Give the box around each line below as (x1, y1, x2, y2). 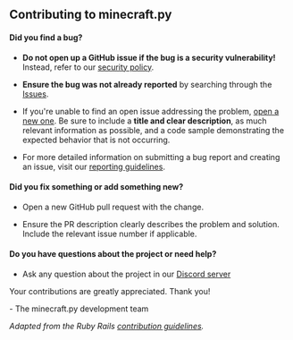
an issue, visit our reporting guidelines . (21, 161, 165, 172)
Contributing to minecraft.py (9, 7, 172, 22)
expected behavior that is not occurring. (21, 134, 171, 145)
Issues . (21, 89, 49, 99)
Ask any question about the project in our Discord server (21, 268, 231, 279)
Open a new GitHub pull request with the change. (21, 201, 204, 212)
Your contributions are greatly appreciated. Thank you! (9, 286, 211, 296)
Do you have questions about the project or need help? (9, 249, 217, 259)
